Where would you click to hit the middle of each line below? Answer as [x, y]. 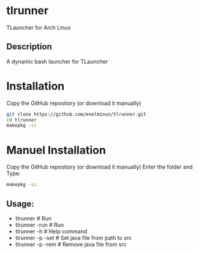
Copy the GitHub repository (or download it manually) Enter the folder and [99, 167]
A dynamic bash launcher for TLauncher [57, 61]
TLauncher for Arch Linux [39, 27]
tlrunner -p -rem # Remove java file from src [71, 244]
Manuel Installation [56, 150]
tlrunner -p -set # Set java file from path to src [73, 238]
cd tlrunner [21, 120]
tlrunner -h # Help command [51, 231]
